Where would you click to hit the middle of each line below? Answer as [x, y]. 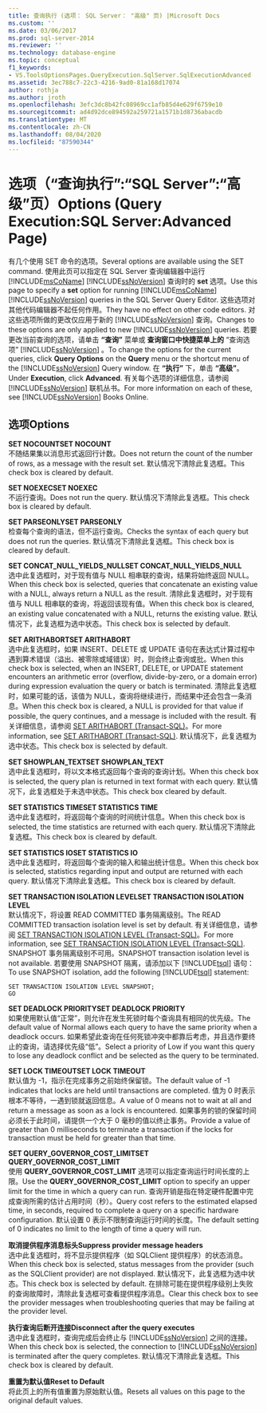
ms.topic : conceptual [44, 61]
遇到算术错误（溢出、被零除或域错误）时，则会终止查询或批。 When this [126, 659]
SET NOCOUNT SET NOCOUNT [60, 444]
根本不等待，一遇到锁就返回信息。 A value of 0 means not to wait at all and [130, 1101]
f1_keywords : [30, 68]
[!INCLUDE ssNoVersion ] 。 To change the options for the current [126, 350]
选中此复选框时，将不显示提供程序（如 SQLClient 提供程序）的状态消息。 [128, 1256]
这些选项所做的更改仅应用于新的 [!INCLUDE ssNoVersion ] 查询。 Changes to [132, 320]
